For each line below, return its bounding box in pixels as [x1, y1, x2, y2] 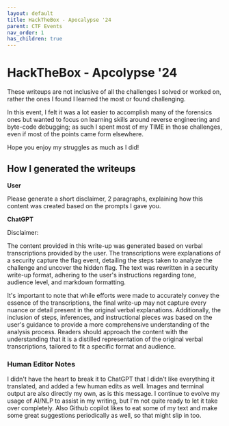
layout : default [7, 10, 53, 17]
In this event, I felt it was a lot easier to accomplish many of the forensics [7, 108, 213, 116]
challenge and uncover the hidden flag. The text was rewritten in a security [7, 263, 219, 271]
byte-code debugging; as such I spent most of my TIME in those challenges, [7, 123, 222, 131]
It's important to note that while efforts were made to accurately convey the [7, 291, 220, 299]
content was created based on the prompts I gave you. [7, 201, 161, 210]
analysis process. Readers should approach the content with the [7, 327, 189, 336]
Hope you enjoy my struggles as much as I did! [7, 143, 139, 151]
